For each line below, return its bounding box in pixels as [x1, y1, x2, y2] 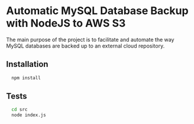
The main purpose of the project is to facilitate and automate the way [6, 36, 174, 43]
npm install [11, 75, 41, 81]
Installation [6, 59, 48, 69]
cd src [11, 107, 28, 113]
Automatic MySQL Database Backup [6, 4, 189, 18]
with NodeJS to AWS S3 [6, 16, 126, 30]
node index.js [11, 112, 46, 118]
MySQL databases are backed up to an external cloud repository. [6, 42, 165, 49]
